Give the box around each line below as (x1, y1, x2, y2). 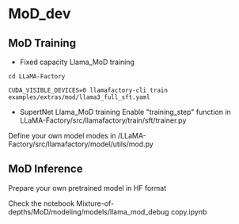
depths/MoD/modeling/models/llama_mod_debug (8, 207, 169, 216)
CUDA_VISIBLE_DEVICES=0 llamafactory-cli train (8, 86, 169, 94)
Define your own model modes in (8, 131, 116, 140)
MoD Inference (8, 162, 83, 176)
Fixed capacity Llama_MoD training (19, 57, 135, 66)
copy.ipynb (170, 207, 207, 216)
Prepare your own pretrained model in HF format (8, 183, 167, 192)
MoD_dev (8, 5, 71, 23)
